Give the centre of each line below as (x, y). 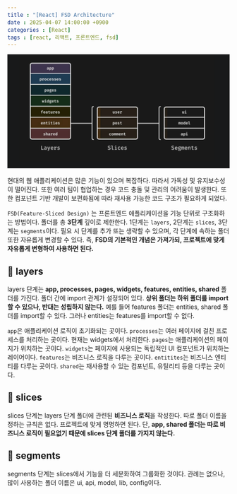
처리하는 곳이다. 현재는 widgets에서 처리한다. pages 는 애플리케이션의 (121, 339)
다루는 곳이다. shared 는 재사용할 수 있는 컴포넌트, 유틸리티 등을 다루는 (116, 366)
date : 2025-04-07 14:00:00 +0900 (58, 22)
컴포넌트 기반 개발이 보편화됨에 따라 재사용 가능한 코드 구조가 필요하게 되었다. (121, 199)
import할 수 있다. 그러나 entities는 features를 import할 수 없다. (108, 315)
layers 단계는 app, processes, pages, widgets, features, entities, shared (114, 289)
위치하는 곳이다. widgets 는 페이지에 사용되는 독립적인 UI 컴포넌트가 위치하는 (125, 348)
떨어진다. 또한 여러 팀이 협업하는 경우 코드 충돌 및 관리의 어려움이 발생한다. (117, 189)
